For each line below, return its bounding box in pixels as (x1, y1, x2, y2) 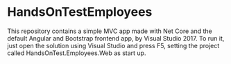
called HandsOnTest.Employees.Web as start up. (7, 49, 146, 57)
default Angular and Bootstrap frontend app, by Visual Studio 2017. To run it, (7, 34, 225, 42)
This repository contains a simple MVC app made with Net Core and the (7, 27, 213, 35)
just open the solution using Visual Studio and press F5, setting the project (7, 41, 220, 50)
